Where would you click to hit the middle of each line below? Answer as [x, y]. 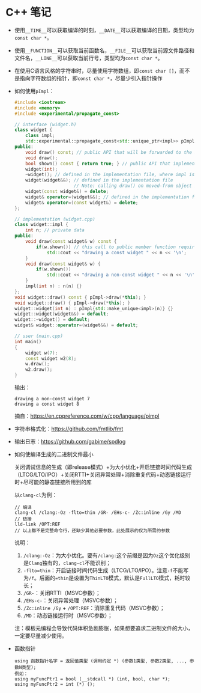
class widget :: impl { [41, 225]
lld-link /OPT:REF [37, 524]
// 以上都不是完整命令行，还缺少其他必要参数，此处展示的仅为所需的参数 [92, 531]
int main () [28, 341]
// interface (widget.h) [45, 124]
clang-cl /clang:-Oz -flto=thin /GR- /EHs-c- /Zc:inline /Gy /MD [97, 513]
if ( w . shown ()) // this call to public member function [106, 247]
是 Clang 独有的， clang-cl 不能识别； [67, 563]
